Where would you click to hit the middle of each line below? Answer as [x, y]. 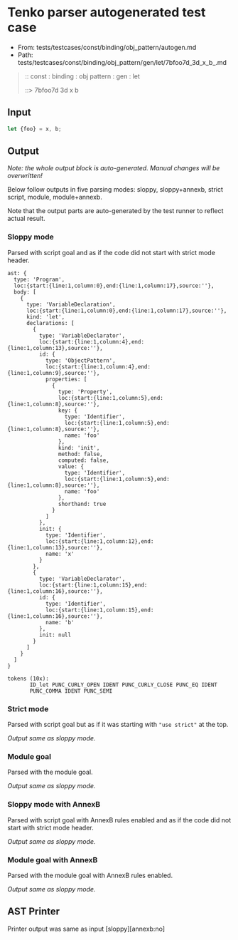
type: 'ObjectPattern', [80, 361]
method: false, [80, 454]
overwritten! [25, 176]
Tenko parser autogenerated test [107, 12]
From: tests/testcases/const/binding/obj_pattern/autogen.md [107, 47]
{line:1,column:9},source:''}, [54, 373]
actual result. [26, 219]
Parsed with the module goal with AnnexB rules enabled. [90, 875]
